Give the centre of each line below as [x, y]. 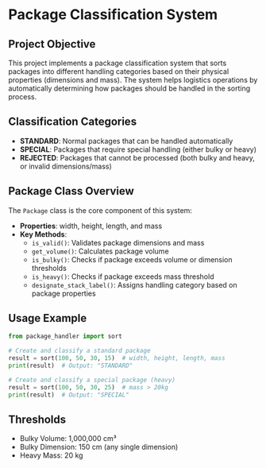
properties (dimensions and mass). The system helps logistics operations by [133, 80]
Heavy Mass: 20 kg [51, 455]
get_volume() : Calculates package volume [100, 251]
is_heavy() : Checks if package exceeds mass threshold [123, 277]
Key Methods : [43, 234]
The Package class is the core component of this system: [100, 210]
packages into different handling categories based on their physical [119, 72]
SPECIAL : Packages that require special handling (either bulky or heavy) [138, 149]
